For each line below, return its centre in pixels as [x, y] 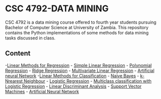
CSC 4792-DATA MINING [57, 9]
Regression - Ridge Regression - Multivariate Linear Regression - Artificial [80, 70]
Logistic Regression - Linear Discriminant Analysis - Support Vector [73, 86]
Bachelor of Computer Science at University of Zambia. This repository [77, 27]
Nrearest [14, 81]
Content [18, 53]
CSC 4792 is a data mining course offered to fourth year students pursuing [81, 22]
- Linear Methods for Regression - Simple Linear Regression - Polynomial [79, 65]
